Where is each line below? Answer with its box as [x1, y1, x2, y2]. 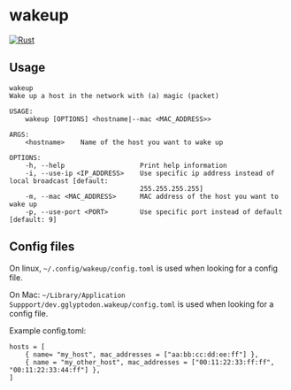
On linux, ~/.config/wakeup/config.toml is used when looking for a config [9, 263, 279, 273]
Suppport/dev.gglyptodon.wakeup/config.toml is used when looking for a [9, 298, 274, 310]
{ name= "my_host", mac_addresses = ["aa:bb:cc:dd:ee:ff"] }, [25, 350, 259, 359]
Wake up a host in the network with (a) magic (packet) [9, 91, 219, 100]
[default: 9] [9, 215, 57, 224]
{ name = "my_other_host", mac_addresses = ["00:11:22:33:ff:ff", [25, 357, 275, 367]
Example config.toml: [9, 325, 87, 336]
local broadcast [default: [9, 176, 109, 186]
